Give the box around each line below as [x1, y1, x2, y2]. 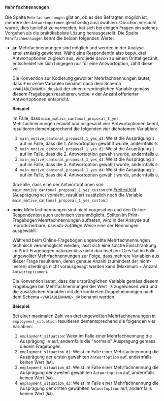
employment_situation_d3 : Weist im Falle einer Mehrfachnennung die [19, 380, 159, 386]
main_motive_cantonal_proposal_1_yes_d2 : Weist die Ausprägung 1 [19, 146, 155, 152]
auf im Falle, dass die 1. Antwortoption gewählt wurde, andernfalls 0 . [19, 140, 159, 147]
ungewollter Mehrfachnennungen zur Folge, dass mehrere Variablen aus [12, 253, 160, 259]
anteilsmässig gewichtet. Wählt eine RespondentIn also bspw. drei [12, 50, 146, 56]
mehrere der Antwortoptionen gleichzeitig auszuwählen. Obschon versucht [5, 20, 157, 26]
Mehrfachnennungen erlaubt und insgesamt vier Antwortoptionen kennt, [12, 121, 160, 127]
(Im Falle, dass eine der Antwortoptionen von [12, 182, 104, 188]
